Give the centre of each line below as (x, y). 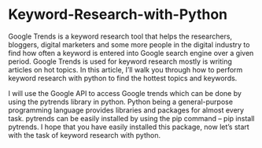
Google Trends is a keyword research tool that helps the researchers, (120, 36)
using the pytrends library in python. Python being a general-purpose (121, 102)
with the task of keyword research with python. (85, 135)
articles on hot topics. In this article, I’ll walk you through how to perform (125, 69)
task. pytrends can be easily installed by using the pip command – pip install (131, 118)
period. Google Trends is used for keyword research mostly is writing (120, 61)
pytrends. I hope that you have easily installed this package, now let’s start (129, 127)
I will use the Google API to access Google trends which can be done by (125, 93)
